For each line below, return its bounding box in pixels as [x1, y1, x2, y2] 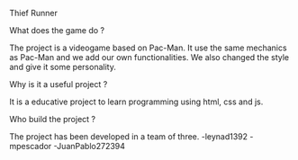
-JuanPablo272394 [53, 141, 126, 151]
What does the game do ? [9, 25, 105, 35]
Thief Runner [9, 8, 59, 18]
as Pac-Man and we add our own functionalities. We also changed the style [9, 52, 290, 62]
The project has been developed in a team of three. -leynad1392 [9, 131, 248, 142]
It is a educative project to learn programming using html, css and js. [9, 96, 264, 107]
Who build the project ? [9, 114, 96, 124]
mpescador [9, 141, 52, 151]
